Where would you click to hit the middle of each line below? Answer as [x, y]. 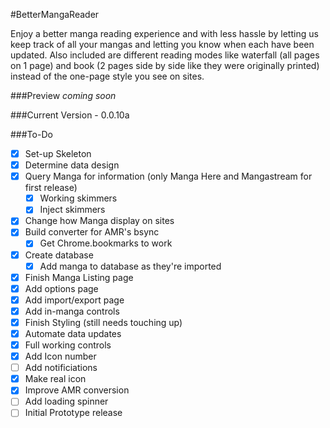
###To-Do [31, 134]
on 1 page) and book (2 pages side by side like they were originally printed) [165, 65]
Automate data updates [73, 333]
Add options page [61, 288]
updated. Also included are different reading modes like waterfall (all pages [165, 55]
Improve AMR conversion [77, 390]
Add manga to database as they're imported [130, 266]
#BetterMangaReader [55, 14]
